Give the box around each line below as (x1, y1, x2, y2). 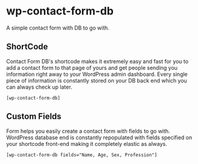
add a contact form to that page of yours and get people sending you (6, 64, 178, 71)
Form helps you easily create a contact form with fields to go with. (6, 127, 170, 134)
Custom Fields (6, 112, 62, 122)
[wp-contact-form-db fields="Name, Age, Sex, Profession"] (6, 152, 158, 158)
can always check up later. (6, 83, 72, 90)
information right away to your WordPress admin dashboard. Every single (6, 71, 188, 78)
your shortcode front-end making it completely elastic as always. (6, 140, 167, 147)
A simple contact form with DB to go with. (6, 24, 110, 31)
